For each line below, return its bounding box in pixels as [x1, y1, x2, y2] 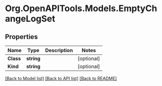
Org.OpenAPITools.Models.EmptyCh [5, 3, 158, 14]
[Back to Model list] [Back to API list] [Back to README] [5, 76, 117, 81]
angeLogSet [5, 13, 56, 24]
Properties [5, 33, 38, 41]
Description [45, 47, 73, 53]
